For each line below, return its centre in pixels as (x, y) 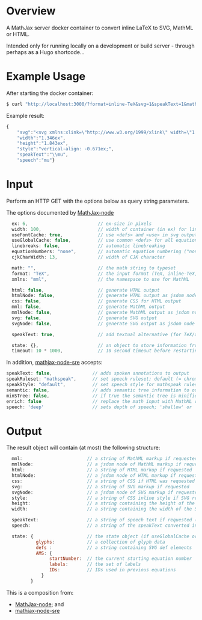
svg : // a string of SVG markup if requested (100, 486)
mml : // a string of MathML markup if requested (105, 459)
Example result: (26, 115)
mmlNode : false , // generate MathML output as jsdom (100, 313)
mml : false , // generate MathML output (88, 307)
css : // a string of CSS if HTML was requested (103, 481)
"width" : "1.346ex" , (41, 138)
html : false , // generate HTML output (86, 290)
